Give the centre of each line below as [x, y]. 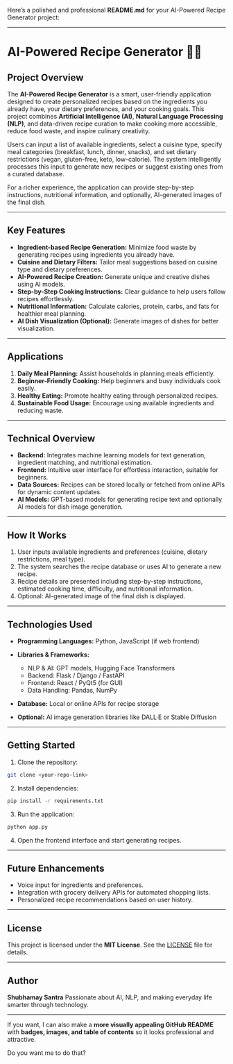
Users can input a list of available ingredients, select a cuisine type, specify [115, 144]
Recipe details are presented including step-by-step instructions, [110, 582]
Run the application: [46, 814]
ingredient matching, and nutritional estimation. [85, 463]
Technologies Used [50, 624]
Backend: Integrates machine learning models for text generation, [111, 455]
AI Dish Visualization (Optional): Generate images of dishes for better [118, 321]
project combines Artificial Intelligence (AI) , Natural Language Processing [115, 116]
